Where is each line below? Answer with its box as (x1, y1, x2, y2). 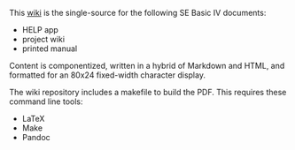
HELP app (21, 25, 59, 34)
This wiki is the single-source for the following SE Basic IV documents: (9, 8, 267, 18)
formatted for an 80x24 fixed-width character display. (9, 70, 206, 80)
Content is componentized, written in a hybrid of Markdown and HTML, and (9, 61, 285, 71)
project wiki (21, 34, 65, 44)
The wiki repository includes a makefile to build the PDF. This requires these (9, 87, 287, 97)
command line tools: (9, 96, 83, 107)
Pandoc (21, 132, 50, 142)
